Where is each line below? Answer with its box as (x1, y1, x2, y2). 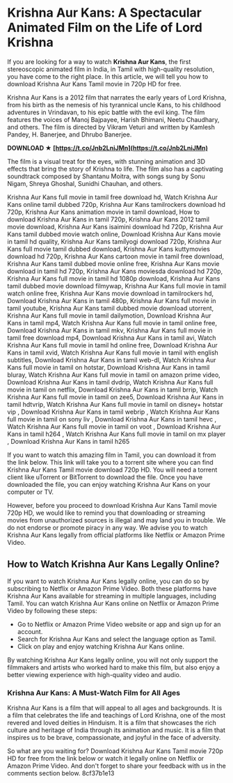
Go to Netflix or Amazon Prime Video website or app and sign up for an (17, 620, 221, 628)
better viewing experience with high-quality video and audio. (7, 670, 182, 679)
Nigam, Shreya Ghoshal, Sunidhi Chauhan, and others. (7, 179, 163, 187)
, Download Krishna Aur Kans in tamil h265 (7, 437, 130, 445)
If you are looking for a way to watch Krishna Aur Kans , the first (7, 57, 191, 65)
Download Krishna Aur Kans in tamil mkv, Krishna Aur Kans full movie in (7, 326, 214, 334)
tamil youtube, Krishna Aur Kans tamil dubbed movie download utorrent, (7, 304, 214, 312)
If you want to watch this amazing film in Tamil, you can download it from (7, 451, 217, 459)
